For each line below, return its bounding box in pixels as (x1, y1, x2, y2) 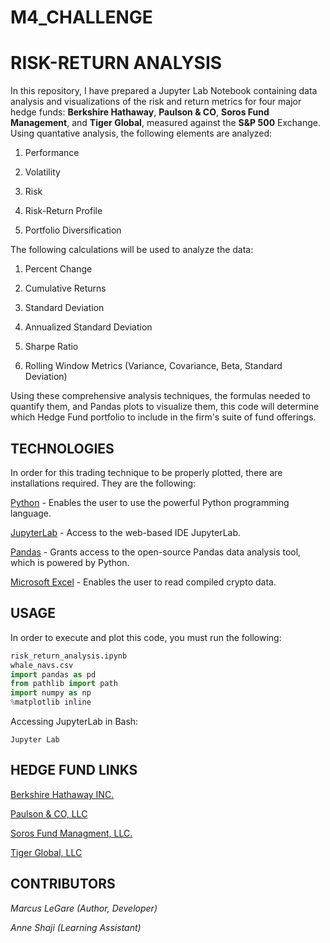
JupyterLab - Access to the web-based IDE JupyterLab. (10, 526, 242, 538)
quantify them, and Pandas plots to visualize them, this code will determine (10, 401, 320, 413)
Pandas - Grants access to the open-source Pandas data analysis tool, (10, 546, 302, 558)
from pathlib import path (10, 679, 118, 689)
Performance (24, 147, 80, 159)
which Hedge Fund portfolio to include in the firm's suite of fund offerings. (10, 411, 317, 423)
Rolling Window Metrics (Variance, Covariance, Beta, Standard (24, 360, 283, 372)
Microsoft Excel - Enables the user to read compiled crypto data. (10, 576, 277, 588)
